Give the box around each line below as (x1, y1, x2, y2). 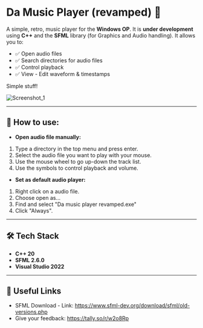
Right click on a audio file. (14, 187, 80, 195)
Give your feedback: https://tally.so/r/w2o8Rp (14, 315, 129, 322)
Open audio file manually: (14, 133, 82, 141)
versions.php (14, 308, 48, 316)
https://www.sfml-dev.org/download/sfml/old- (74, 302, 190, 309)
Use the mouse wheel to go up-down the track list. (14, 158, 141, 165)
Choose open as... (14, 194, 61, 201)
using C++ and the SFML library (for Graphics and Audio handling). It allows (6, 31, 196, 39)
